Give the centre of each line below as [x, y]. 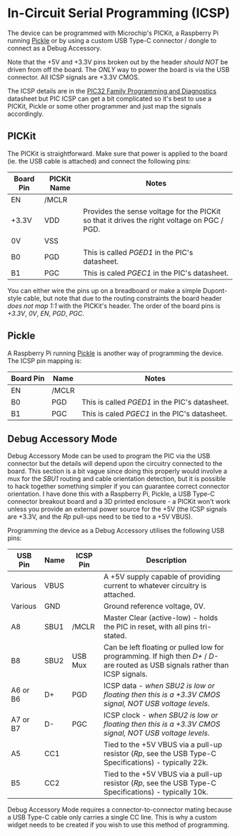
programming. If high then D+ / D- [161, 657]
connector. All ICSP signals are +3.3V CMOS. [74, 77]
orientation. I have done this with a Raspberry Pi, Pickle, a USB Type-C [111, 494]
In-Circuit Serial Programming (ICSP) [119, 13]
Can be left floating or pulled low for [164, 647]
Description [166, 560]
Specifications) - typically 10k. [156, 792]
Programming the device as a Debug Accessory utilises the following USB [116, 531]
